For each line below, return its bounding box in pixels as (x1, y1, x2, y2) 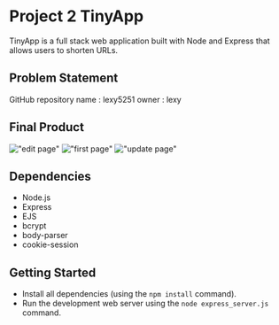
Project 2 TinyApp (9, 6, 144, 27)
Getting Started (9, 265, 97, 280)
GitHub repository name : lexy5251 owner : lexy (9, 94, 182, 104)
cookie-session (21, 239, 79, 250)
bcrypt (21, 221, 47, 231)
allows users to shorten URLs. (9, 44, 118, 55)
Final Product (9, 120, 84, 135)
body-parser (21, 230, 68, 241)
